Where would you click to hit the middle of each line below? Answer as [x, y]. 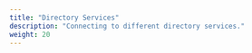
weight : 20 [30, 34]
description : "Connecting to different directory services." [127, 26]
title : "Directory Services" [64, 18]
